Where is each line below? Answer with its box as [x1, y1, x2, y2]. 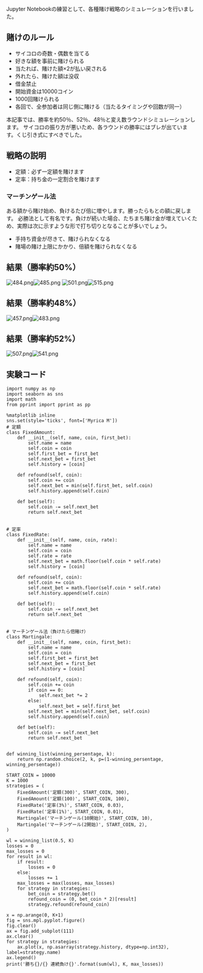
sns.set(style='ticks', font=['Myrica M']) [6, 418, 118, 424]
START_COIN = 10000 [6, 772, 56, 778]
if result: [17, 859, 45, 865]
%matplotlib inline [6, 412, 56, 418]
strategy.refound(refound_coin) [28, 902, 110, 908]
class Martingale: [6, 634, 53, 640]
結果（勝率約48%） [6, 298, 81, 308]
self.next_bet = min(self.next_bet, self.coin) [28, 708, 150, 715]
